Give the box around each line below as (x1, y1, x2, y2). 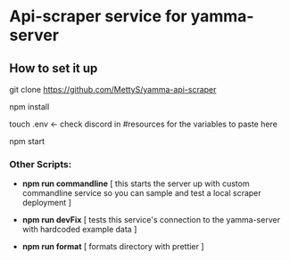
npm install (9, 102, 50, 112)
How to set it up (9, 61, 98, 76)
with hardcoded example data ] (21, 224, 137, 235)
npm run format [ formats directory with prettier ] (21, 241, 204, 252)
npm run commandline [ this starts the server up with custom (21, 178, 250, 189)
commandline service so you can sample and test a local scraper (21, 188, 261, 199)
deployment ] (21, 198, 71, 208)
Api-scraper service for (9, 6, 187, 27)
